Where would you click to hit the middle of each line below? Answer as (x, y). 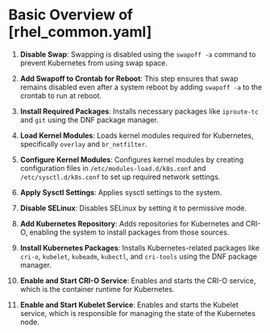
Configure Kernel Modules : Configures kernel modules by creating (132, 160)
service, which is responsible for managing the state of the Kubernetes (138, 313)
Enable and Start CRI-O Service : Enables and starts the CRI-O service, (138, 281)
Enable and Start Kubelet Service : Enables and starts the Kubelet (129, 305)
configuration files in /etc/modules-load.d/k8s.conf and (113, 168)
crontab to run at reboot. (61, 95)
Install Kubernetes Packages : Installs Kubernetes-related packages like (140, 248)
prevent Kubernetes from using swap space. (93, 63)
